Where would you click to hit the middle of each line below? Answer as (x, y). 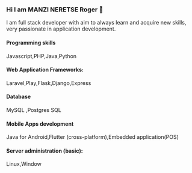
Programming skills (31, 43)
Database (19, 97)
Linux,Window (24, 164)
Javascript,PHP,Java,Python (42, 56)
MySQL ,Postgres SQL (34, 110)
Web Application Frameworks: (45, 70)
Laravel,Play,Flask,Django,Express (49, 83)
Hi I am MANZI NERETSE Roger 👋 (55, 10)
